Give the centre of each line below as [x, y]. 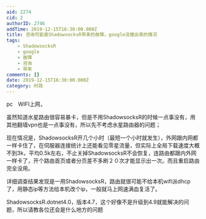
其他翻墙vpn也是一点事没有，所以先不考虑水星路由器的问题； [84, 125]
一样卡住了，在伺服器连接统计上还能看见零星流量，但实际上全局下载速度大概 [103, 145]
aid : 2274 [19, 12]
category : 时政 [25, 86]
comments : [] [23, 75]
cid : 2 [15, 18]
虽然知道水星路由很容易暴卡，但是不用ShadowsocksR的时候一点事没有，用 [101, 117]
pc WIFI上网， [26, 104]
